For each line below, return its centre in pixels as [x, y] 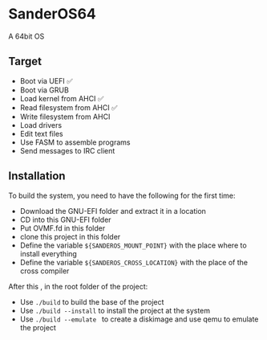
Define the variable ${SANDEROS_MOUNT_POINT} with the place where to [133, 245]
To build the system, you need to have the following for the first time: [122, 195]
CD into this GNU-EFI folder [65, 219]
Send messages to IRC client [67, 150]
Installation [37, 176]
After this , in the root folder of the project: [78, 286]
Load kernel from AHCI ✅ [62, 98]
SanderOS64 [52, 14]
